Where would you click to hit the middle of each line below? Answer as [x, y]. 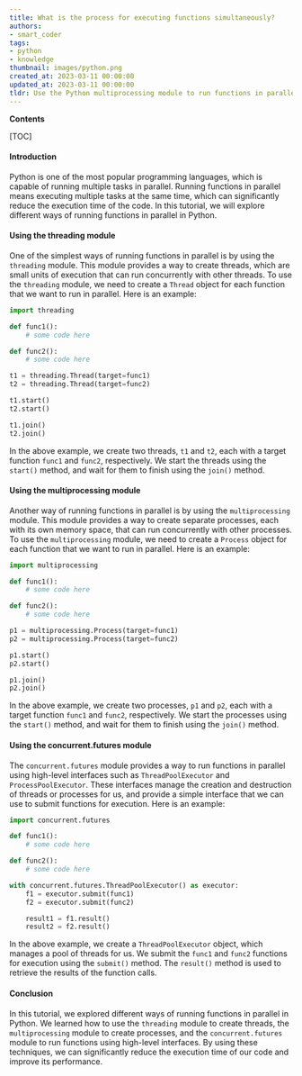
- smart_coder [36, 34]
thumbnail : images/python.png [66, 68]
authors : [26, 26]
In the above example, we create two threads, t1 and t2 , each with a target [148, 450]
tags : [19, 43]
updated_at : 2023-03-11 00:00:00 [72, 85]
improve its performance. [56, 1061]
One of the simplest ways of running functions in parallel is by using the [142, 255]
